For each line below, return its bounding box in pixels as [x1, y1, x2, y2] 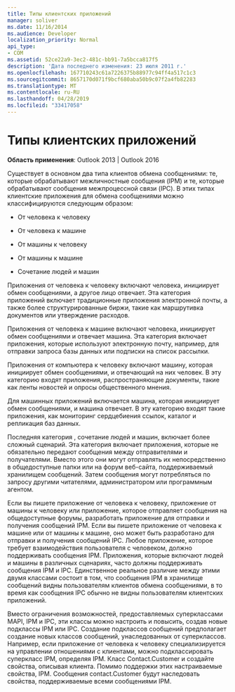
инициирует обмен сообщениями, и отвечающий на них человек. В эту [7, 367, 222, 377]
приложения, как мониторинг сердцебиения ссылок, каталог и [7, 411, 196, 420]
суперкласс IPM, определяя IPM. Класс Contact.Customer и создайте [7, 654, 215, 662]
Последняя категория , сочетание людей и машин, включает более [7, 432, 210, 441]
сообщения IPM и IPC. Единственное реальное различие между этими [7, 566, 220, 574]
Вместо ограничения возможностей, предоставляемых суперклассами [7, 610, 223, 618]
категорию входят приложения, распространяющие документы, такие [7, 375, 220, 384]
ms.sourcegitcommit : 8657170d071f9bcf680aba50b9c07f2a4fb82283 [7, 75, 196, 83]
